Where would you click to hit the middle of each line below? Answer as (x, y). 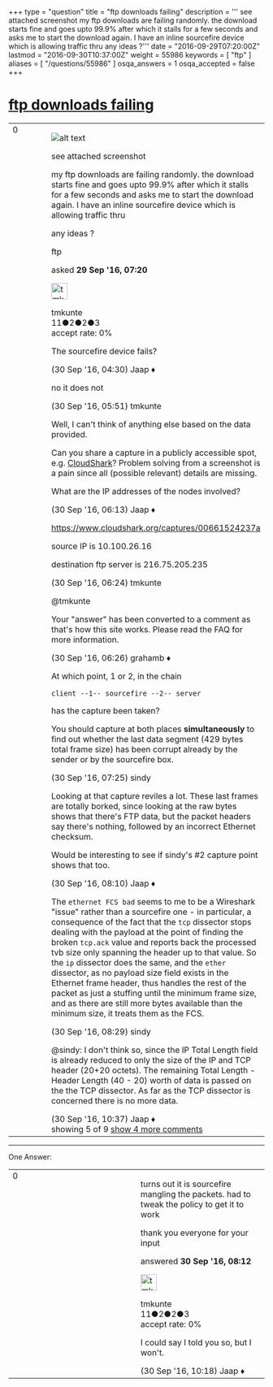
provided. (69, 434)
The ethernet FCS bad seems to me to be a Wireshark (154, 901)
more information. (85, 639)
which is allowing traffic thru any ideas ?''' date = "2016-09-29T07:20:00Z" (134, 46)
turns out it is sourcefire (186, 1184)
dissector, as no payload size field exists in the (140, 973)
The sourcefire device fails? (104, 351)
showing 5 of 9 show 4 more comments (127, 1129)
